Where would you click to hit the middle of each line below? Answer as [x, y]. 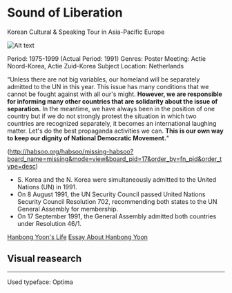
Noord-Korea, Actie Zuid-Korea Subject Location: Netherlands [96, 66]
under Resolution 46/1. [49, 223]
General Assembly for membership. [68, 209]
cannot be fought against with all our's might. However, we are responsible [115, 94]
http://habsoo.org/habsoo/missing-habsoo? [71, 151]
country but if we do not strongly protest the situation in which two [102, 116]
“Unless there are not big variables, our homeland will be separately [104, 79]
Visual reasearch [45, 259]
